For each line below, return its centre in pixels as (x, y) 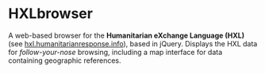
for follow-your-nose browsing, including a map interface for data (115, 52)
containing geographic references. (65, 60)
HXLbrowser (51, 14)
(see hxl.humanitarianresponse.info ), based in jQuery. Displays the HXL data (133, 43)
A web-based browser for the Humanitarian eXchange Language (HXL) (126, 35)
